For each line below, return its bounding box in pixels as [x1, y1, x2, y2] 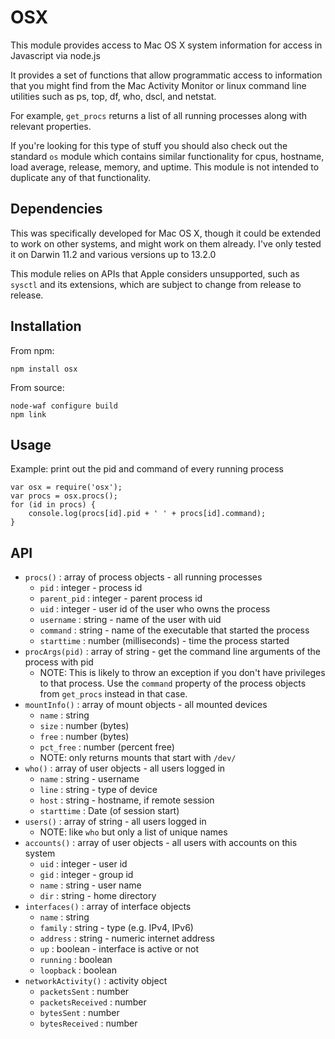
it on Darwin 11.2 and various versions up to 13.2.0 [10, 248, 217, 260]
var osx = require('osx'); [10, 482, 123, 493]
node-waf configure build [10, 401, 118, 411]
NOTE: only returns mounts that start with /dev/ [39, 752, 237, 764]
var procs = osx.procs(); [10, 491, 118, 501]
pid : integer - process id [39, 582, 143, 594]
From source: [10, 381, 65, 393]
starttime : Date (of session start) [39, 805, 180, 817]
